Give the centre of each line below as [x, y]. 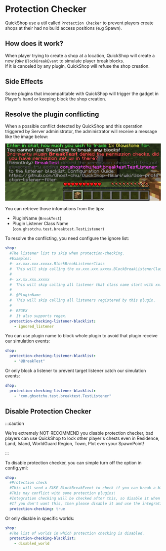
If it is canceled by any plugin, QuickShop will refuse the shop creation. [77, 66]
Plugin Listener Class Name [40, 224]
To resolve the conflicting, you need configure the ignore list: [67, 238]
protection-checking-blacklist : [43, 538]
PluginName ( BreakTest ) [37, 218]
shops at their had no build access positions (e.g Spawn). [63, 28]
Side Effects [24, 82]
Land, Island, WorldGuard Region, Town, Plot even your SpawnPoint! [75, 443]
